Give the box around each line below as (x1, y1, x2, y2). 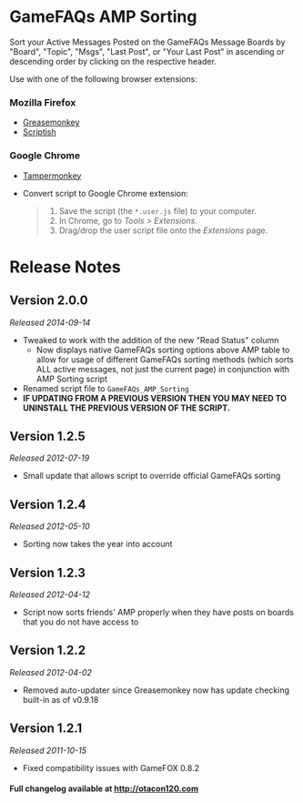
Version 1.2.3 (9, 564, 86, 580)
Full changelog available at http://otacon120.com (9, 783, 198, 794)
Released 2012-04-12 (9, 589, 91, 600)
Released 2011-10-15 (9, 745, 87, 756)
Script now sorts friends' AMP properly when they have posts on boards (22, 606, 294, 617)
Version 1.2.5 (9, 428, 86, 443)
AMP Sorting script (35, 373, 107, 384)
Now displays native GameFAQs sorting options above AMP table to (35, 344, 290, 355)
